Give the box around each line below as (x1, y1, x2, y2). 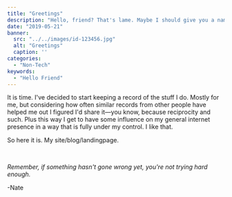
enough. (7, 170, 31, 178)
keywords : (7, 68, 36, 75)
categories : (7, 55, 41, 62)
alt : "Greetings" (13, 42, 64, 49)
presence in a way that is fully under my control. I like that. (7, 122, 173, 131)
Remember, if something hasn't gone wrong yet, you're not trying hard (7, 163, 209, 171)
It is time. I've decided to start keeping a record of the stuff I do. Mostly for (7, 93, 220, 102)
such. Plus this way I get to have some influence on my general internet (7, 115, 211, 124)
